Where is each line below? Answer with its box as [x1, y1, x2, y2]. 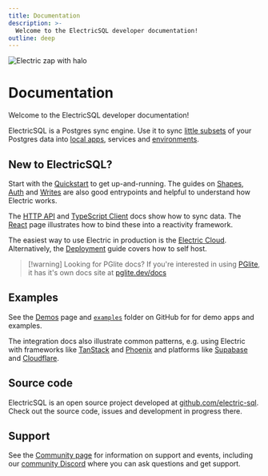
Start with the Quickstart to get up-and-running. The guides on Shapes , [8, 179, 244, 188]
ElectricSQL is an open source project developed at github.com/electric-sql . [8, 398, 259, 407]
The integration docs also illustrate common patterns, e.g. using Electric [8, 336, 246, 346]
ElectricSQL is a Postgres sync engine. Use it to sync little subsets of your [8, 126, 252, 136]
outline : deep [8, 34, 56, 42]
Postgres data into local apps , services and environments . [8, 134, 200, 144]
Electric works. [8, 196, 58, 205]
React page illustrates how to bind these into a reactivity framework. [8, 220, 234, 229]
